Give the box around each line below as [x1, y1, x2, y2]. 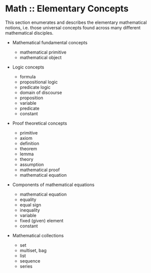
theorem [19, 145, 37, 151]
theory [19, 156, 34, 162]
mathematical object [19, 54, 62, 60]
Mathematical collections [12, 232, 64, 238]
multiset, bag [19, 247, 47, 253]
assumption [19, 161, 44, 167]
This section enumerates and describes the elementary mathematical [5, 19, 147, 25]
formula [19, 73, 36, 79]
